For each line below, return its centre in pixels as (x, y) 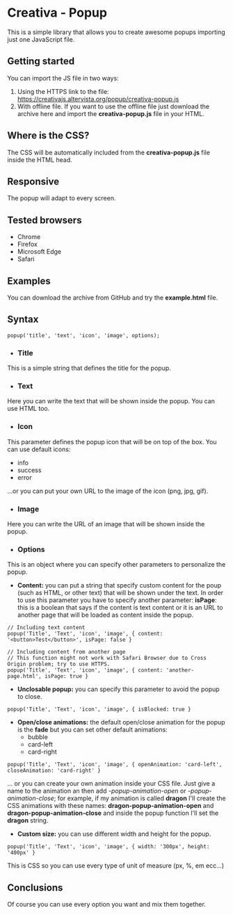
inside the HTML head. (40, 160)
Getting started (41, 62)
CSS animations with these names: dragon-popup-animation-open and (111, 806)
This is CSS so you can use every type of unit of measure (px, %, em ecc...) (116, 866)
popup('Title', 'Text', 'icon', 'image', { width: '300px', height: (109, 847)
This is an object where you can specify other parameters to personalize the (116, 565)
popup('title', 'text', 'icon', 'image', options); (83, 335)
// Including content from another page (67, 652)
